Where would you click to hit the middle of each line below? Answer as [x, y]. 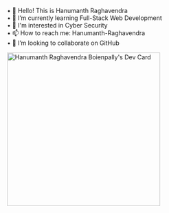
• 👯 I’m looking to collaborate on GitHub [64, 43]
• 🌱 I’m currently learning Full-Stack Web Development [85, 18]
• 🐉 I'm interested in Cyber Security [57, 25]
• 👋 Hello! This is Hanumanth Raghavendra [68, 11]
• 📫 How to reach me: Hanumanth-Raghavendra [76, 33]
